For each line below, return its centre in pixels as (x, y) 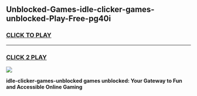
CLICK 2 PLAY (26, 57)
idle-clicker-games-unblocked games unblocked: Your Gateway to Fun (94, 80)
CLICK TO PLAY (29, 35)
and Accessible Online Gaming (44, 87)
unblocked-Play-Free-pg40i (59, 19)
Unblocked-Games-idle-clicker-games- (80, 10)
